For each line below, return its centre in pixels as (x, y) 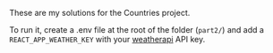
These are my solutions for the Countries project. (100, 13)
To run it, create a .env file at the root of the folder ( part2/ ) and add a (136, 30)
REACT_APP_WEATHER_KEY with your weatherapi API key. (107, 39)
